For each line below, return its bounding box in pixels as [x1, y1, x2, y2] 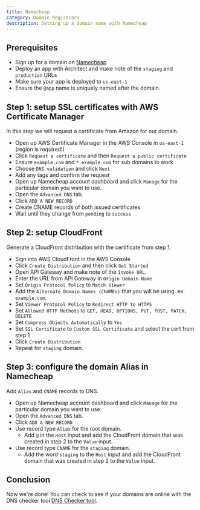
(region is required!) [15, 146, 65, 153]
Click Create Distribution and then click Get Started [15, 262, 149, 269]
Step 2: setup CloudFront [6, 228, 103, 238]
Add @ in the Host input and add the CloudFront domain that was [24, 431, 183, 439]
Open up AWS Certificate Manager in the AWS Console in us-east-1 [15, 139, 184, 146]
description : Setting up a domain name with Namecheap [6, 20, 147, 26]
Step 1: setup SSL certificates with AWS [6, 102, 159, 112]
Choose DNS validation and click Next [15, 165, 111, 172]
